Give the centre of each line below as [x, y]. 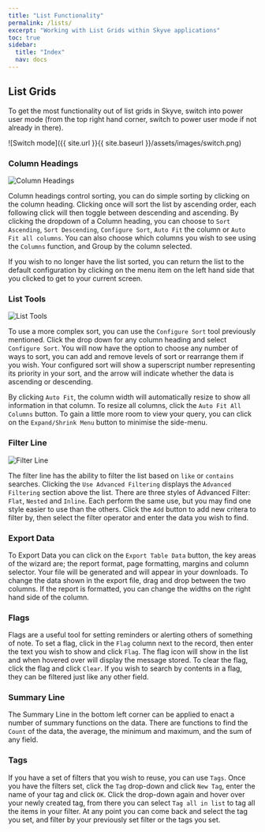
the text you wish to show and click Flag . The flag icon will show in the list [128, 652]
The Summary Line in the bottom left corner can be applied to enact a [121, 715]
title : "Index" [40, 52]
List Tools [27, 299]
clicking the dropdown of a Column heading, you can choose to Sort [119, 221]
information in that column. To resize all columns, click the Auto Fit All [125, 406]
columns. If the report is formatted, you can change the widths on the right [129, 588]
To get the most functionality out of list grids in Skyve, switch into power [125, 111]
